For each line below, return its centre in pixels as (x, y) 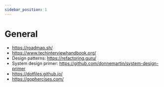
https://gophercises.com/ (38, 79)
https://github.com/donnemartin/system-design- (109, 63)
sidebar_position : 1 (26, 10)
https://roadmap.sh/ (32, 48)
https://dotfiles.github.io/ (37, 74)
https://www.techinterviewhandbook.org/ (54, 53)
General (21, 34)
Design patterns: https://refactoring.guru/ (54, 58)
